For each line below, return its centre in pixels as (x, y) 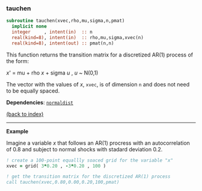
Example (17, 131)
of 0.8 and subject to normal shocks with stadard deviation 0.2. (84, 149)
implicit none (29, 26)
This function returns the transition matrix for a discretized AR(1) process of (100, 55)
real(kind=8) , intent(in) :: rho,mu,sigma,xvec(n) (78, 37)
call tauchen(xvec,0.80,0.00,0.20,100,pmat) (63, 182)
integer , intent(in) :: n (52, 32)
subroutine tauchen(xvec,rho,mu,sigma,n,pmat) (66, 21)
